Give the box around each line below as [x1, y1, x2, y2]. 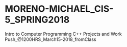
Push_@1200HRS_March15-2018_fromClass [5, 36, 96, 42]
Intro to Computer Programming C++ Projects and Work [5, 31, 122, 37]
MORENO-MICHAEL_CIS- [5, 3, 114, 15]
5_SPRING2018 [5, 14, 70, 26]
